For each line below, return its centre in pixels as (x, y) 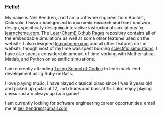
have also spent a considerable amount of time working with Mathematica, (80, 54)
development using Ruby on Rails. (39, 74)
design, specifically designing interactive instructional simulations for (74, 28)
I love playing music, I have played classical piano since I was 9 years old (79, 83)
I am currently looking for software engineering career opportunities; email (80, 103)
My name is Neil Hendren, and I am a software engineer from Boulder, (75, 18)
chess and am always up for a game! (42, 93)
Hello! (12, 7)
